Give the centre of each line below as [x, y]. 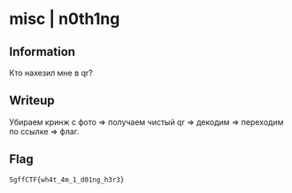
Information [42, 52]
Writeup [32, 100]
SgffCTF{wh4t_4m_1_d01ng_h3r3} [67, 180]
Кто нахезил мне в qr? [51, 73]
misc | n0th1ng [65, 19]
